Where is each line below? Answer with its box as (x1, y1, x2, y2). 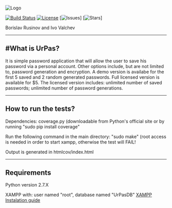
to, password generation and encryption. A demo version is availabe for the (5, 68, 164, 75)
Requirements (5, 169, 51, 177)
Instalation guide (5, 197, 40, 203)
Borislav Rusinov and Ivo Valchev (5, 25, 75, 31)
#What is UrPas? (5, 44, 60, 53)
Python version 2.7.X (5, 182, 49, 188)
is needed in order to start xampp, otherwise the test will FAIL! (5, 138, 136, 145)
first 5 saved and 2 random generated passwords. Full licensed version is (5, 74, 160, 80)
